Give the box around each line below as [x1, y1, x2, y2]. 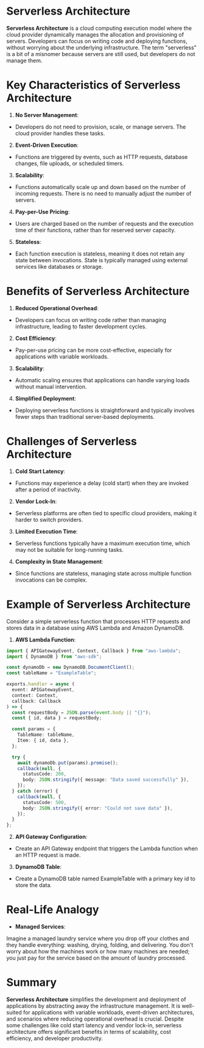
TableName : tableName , [17, 732, 75, 738]
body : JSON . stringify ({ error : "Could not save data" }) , [22, 805, 173, 811]
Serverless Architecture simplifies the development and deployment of [6, 996, 186, 1003]
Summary [6, 975, 57, 989]
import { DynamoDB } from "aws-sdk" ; [6, 654, 102, 660]
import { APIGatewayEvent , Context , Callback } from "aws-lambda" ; [6, 647, 181, 654]
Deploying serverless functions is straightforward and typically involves [15, 407, 195, 414]
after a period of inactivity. [15, 486, 82, 493]
